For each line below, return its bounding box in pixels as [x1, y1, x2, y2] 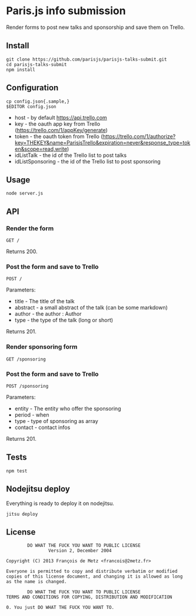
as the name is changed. [6, 579, 67, 585]
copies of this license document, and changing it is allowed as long [6, 574, 183, 579]
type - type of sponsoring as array [14, 417, 98, 424]
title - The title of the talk [14, 298, 75, 305]
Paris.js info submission [6, 4, 126, 18]
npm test [6, 468, 28, 474]
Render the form [6, 224, 54, 232]
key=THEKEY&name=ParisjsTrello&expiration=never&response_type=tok [14, 139, 191, 146]
